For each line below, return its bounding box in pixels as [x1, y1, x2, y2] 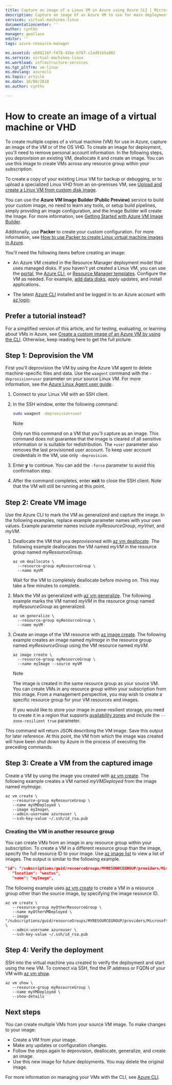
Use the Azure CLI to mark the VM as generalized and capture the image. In [5, 512, 165, 518]
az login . [12, 296, 31, 303]
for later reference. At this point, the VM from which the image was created [5, 733, 164, 739]
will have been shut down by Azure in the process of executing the [5, 739, 146, 744]
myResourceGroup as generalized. [12, 603, 86, 609]
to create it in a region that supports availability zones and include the [12, 712, 160, 718]
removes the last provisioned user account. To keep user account [12, 447, 151, 453]
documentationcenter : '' [5, 22, 58, 27]
